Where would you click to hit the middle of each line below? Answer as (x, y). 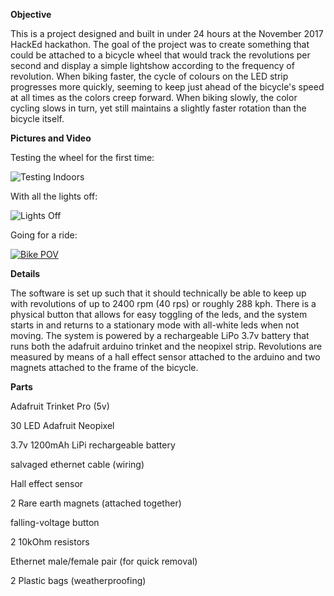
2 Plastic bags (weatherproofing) (78, 580)
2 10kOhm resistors (50, 542)
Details (25, 273)
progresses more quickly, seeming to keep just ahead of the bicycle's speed (167, 87)
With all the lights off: (54, 196)
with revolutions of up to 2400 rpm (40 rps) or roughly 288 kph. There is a (163, 303)
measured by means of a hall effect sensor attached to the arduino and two (165, 357)
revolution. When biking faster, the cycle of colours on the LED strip (149, 76)
